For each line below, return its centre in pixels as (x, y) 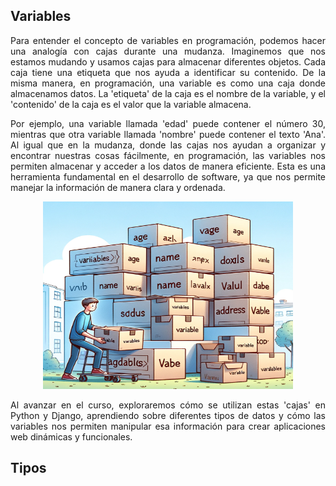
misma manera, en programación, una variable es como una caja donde (168, 83)
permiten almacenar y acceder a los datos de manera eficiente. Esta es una (168, 166)
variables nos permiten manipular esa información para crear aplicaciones (168, 426)
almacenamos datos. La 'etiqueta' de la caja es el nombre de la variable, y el (168, 93)
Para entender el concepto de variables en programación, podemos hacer (168, 40)
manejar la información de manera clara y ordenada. (118, 187)
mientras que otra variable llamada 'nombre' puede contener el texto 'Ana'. (168, 134)
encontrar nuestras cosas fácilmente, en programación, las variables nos (168, 155)
